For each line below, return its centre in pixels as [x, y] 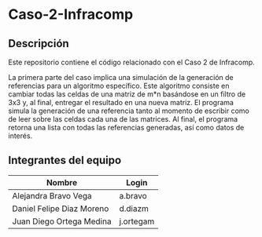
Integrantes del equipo [65, 160]
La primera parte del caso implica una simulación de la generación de [121, 77]
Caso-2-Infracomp [71, 15]
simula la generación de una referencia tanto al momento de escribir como [129, 111]
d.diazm [134, 208]
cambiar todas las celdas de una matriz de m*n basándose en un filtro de [127, 94]
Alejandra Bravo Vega [52, 195]
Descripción [39, 44]
